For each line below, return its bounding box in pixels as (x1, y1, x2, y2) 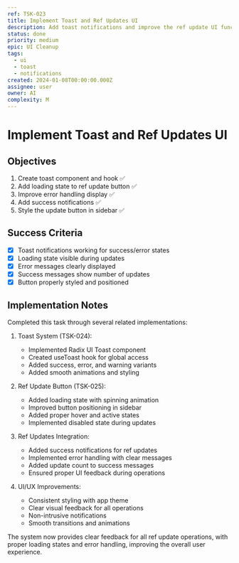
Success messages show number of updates (17, 270, 150, 278)
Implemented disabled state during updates (28, 418, 156, 427)
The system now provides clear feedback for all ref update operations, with (7, 532, 228, 541)
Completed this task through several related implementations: (7, 318, 188, 326)
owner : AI (7, 90, 37, 97)
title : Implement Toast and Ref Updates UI (7, 17, 139, 24)
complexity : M (7, 97, 50, 104)
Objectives (7, 155, 57, 167)
